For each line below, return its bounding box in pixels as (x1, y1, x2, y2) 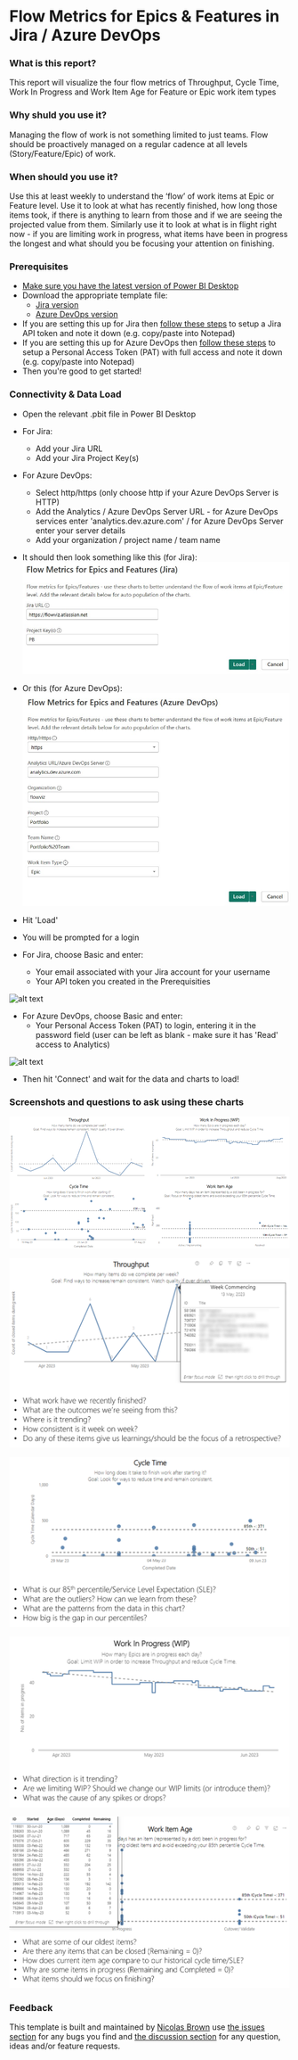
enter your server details (35, 524, 126, 536)
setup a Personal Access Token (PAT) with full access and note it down (21, 347, 283, 358)
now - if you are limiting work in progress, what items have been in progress (9, 229, 288, 240)
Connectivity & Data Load (9, 388, 122, 400)
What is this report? (9, 57, 97, 70)
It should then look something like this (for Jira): (21, 551, 197, 563)
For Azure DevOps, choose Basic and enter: (21, 1010, 183, 1022)
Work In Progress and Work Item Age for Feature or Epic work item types (9, 87, 277, 97)
